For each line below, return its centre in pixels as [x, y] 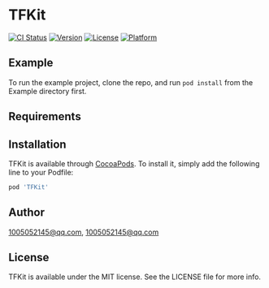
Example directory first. [48, 91]
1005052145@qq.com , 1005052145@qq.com [84, 232]
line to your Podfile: [41, 172]
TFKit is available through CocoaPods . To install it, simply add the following [134, 163]
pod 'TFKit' [28, 187]
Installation [37, 144]
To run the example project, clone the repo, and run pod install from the [131, 82]
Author [26, 213]
